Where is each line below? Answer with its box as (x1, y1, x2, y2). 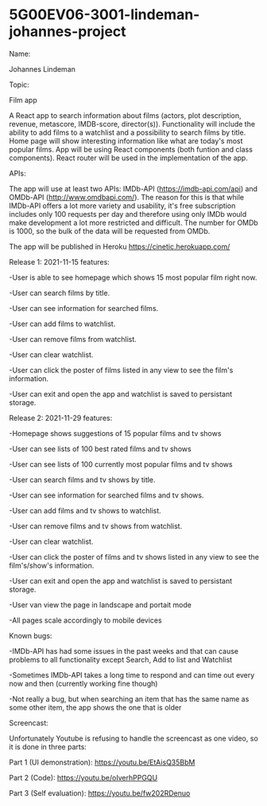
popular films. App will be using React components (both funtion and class (9, 144, 253, 154)
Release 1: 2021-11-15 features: (9, 257, 110, 266)
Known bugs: (9, 631, 52, 640)
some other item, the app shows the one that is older (9, 702, 182, 712)
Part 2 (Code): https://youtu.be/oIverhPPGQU (9, 773, 158, 782)
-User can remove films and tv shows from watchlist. (9, 521, 183, 531)
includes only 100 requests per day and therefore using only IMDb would (9, 209, 247, 218)
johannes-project (9, 22, 126, 41)
